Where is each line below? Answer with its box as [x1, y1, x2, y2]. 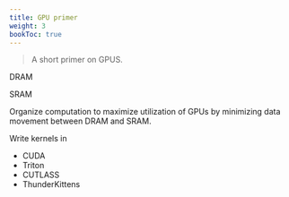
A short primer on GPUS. [31, 55, 123, 65]
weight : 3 [9, 21, 47, 30]
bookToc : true [9, 30, 63, 39]
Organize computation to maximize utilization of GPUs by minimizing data [9, 107, 281, 117]
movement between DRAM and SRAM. [9, 116, 152, 126]
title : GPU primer [9, 13, 78, 22]
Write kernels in [9, 133, 67, 144]
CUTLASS [22, 169, 60, 180]
